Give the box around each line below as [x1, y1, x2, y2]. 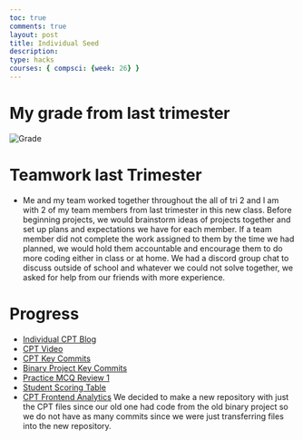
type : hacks [9, 55, 54, 64]
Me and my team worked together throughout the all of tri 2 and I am [22, 194, 279, 205]
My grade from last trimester [9, 103, 230, 123]
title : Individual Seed [9, 38, 100, 48]
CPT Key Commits [22, 353, 91, 364]
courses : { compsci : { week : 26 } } [9, 64, 141, 73]
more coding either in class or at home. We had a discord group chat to [22, 252, 289, 263]
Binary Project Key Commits [22, 362, 128, 373]
